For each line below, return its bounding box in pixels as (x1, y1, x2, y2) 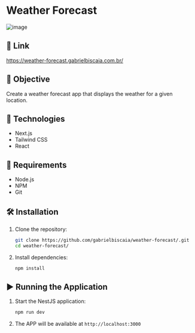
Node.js (14, 176, 35, 183)
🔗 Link (6, 41, 30, 51)
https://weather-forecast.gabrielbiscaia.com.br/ (6, 56, 124, 64)
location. (6, 97, 28, 104)
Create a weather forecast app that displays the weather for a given (6, 90, 173, 97)
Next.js (14, 130, 33, 137)
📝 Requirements (6, 160, 67, 170)
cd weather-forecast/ (14, 242, 69, 249)
